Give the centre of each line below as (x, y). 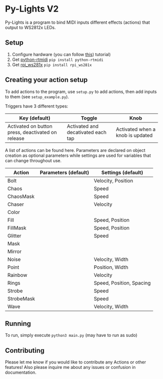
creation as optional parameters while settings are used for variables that (78, 155)
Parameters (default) (64, 172)
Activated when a (136, 129)
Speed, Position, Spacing (122, 283)
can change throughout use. (33, 160)
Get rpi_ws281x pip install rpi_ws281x (52, 64)
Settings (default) (122, 172)
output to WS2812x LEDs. (31, 27)
